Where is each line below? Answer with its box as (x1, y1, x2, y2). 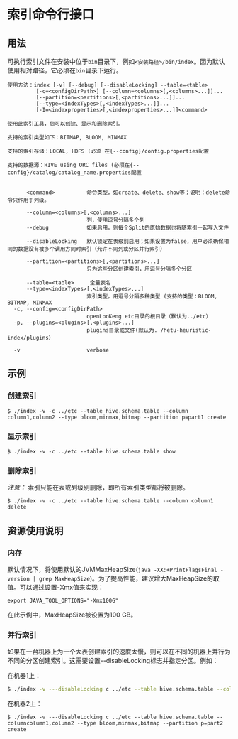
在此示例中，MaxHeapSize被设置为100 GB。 (7, 610, 137, 619)
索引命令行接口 (7, 6, 95, 23)
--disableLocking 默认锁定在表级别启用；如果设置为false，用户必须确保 (25, 238, 225, 245)
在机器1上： (7, 671, 41, 680)
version (7, 575, 30, 583)
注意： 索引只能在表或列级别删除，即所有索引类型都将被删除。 (7, 483, 189, 492)
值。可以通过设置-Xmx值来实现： (7, 583, 104, 591)
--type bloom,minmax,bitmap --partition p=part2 (76, 720, 223, 727)
